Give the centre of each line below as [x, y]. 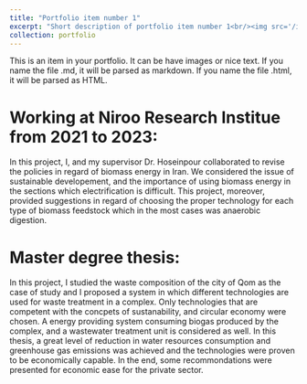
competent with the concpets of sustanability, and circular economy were [148, 312]
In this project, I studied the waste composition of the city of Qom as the [145, 283]
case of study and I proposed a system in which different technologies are [149, 293]
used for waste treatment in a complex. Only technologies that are [134, 302]
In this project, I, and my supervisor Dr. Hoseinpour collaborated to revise [147, 162]
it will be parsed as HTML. [58, 80]
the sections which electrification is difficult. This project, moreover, [137, 191]
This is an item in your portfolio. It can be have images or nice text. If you [146, 61]
